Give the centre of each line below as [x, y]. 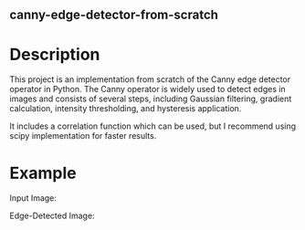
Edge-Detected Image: [52, 216]
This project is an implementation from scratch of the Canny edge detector [150, 79]
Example [43, 173]
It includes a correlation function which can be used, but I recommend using [153, 126]
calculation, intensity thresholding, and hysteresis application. [126, 109]
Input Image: [33, 198]
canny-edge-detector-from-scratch [114, 15]
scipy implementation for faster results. [83, 136]
